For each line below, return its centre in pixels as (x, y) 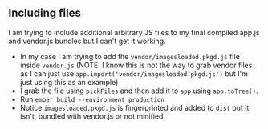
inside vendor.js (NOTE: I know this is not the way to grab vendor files (136, 65)
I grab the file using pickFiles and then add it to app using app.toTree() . (139, 91)
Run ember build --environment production (92, 99)
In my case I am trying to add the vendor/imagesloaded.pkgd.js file (130, 56)
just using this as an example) (69, 82)
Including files (45, 13)
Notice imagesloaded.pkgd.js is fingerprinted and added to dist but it (134, 107)
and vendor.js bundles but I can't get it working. (87, 41)
